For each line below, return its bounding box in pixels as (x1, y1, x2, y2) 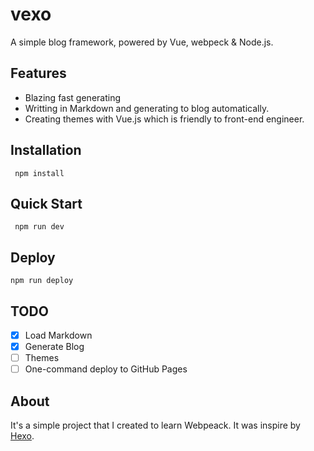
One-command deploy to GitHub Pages (24, 363, 188, 375)
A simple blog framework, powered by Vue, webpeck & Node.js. (10, 36, 274, 48)
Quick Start (10, 195, 83, 212)
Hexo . (10, 430, 35, 442)
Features (10, 65, 67, 82)
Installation (10, 142, 82, 159)
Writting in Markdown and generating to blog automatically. (24, 102, 270, 114)
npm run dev (14, 222, 65, 232)
